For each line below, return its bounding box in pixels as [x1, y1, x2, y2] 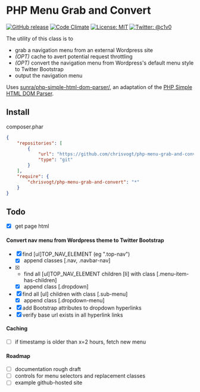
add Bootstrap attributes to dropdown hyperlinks [22, 304, 142, 311]
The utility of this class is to [6, 35, 73, 42]
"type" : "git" [37, 157, 73, 163]
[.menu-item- [157, 270, 189, 277]
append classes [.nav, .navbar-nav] [23, 257, 111, 264]
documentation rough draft [14, 366, 82, 373]
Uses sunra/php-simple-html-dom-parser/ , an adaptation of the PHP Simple [6, 83, 192, 90]
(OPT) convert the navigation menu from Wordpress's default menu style [14, 59, 194, 66]
